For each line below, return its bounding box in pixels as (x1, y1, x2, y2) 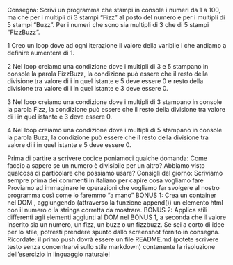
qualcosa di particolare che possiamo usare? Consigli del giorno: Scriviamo (7, 169, 223, 177)
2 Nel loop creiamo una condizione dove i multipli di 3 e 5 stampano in (7, 62, 209, 70)
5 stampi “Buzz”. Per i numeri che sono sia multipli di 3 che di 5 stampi (7, 21, 209, 28)
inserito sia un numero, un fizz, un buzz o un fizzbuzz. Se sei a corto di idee (7, 221, 225, 228)
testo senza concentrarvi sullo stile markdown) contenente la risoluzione (7, 243, 216, 250)
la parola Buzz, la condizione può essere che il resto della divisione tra (7, 133, 209, 142)
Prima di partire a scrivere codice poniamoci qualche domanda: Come (7, 154, 207, 162)
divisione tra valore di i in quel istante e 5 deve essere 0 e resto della (7, 77, 204, 85)
